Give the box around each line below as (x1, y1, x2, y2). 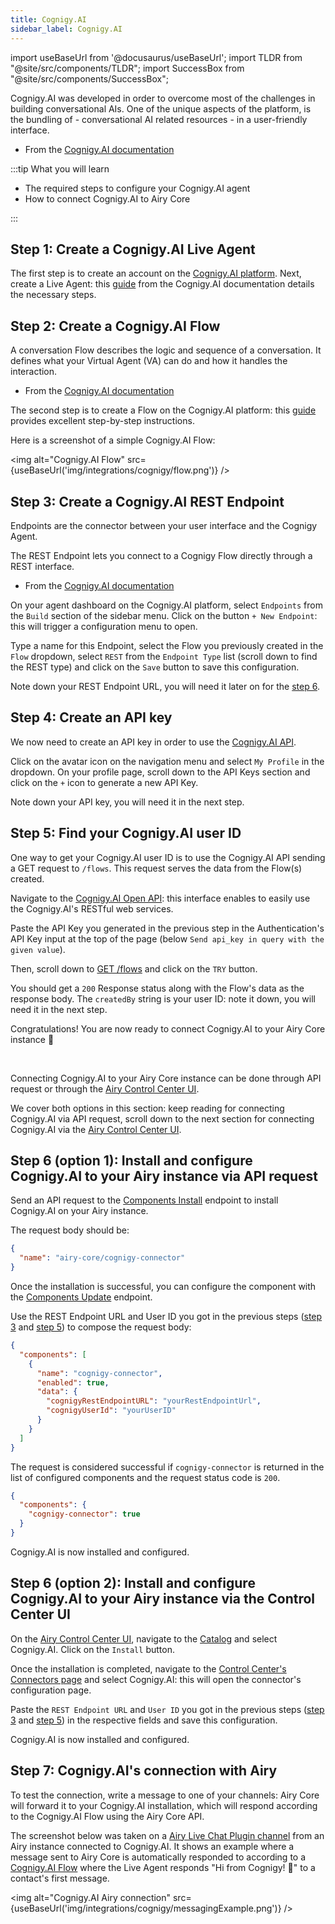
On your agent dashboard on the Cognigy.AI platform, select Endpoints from (10, 599, 323, 611)
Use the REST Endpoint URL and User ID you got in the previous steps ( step (10, 1311, 323, 1322)
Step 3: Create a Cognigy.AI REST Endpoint (10, 493, 285, 510)
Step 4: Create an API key (10, 709, 173, 726)
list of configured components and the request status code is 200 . (10, 1471, 281, 1483)
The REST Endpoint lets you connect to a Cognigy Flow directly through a (10, 549, 313, 561)
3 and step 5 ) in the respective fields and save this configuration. (10, 1714, 278, 1726)
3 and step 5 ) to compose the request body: (10, 1321, 192, 1333)
